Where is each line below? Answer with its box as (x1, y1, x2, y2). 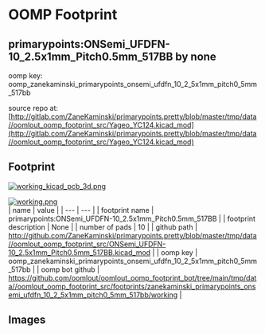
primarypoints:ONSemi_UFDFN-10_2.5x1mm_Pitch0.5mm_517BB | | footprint (8, 214, 256, 223)
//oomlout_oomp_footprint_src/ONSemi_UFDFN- (8, 239, 166, 249)
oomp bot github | (41, 265, 100, 274)
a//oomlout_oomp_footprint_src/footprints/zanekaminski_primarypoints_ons (8, 281, 256, 291)
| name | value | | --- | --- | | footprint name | (8, 205, 154, 214)
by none (174, 49, 216, 63)
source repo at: (8, 104, 58, 112)
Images (8, 313, 46, 327)
